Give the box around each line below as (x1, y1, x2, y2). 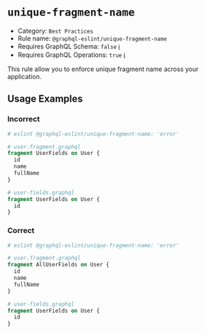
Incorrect (7, 114, 40, 124)
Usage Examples (7, 93, 83, 105)
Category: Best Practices (17, 26, 94, 35)
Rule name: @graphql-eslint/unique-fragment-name (17, 34, 167, 43)
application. (7, 72, 42, 80)
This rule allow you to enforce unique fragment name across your (7, 65, 199, 73)
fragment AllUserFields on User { (7, 262, 110, 269)
